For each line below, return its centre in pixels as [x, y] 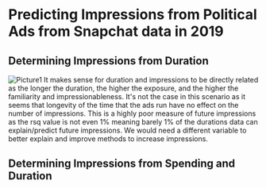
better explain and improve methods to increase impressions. [108, 139]
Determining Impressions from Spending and [122, 164]
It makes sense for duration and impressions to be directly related [151, 80]
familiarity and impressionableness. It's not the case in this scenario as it [127, 96]
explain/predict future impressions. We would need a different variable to [127, 130]
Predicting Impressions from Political [133, 15]
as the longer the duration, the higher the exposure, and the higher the [123, 88]
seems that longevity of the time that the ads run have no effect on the [123, 105]
